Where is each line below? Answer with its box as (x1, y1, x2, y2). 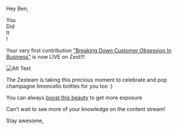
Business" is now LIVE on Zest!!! (6, 53, 85, 60)
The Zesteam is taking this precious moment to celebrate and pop (6, 77, 167, 83)
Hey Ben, (6, 5, 28, 12)
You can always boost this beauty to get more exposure (6, 94, 142, 101)
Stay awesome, (6, 117, 44, 124)
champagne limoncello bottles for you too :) (6, 83, 113, 90)
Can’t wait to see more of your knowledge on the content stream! (6, 106, 166, 112)
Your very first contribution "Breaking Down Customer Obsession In (6, 47, 172, 54)
